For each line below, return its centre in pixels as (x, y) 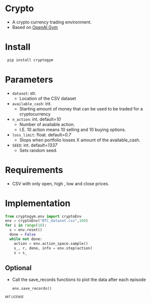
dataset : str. (24, 93)
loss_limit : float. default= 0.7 (42, 134)
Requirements (34, 170)
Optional (18, 268)
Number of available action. (47, 124)
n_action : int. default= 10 (37, 119)
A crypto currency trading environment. (52, 22)
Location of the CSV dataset (48, 98)
